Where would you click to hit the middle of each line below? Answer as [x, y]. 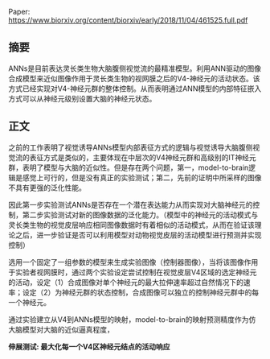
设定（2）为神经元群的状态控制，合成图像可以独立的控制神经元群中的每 [141, 292]
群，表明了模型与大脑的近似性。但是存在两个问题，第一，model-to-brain [129, 167]
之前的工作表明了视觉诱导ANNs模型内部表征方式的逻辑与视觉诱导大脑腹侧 [131, 147]
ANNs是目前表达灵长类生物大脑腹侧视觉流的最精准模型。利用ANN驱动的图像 [135, 68]
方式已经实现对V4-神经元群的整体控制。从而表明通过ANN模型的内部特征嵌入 [135, 89]
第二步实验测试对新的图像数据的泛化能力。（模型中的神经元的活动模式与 [140, 215]
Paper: [19, 12]
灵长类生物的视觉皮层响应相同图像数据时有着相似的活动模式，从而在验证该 [131, 225]
